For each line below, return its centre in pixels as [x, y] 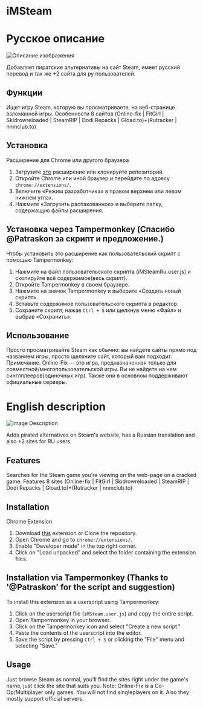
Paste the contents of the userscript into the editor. [78, 632]
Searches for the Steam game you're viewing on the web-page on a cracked [101, 475]
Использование [38, 335]
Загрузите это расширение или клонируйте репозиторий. [89, 172]
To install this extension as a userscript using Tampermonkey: [83, 602]
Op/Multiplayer [25, 692]
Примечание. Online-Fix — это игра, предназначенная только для [91, 363]
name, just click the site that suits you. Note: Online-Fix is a [80, 686]
